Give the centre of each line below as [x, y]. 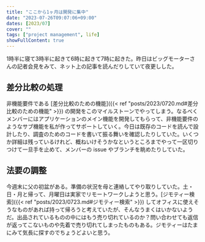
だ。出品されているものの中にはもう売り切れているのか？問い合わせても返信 [102, 217]
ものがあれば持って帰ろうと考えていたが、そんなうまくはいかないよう [105, 210]
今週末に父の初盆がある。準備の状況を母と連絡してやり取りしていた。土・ [100, 186]
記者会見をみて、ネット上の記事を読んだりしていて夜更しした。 [97, 66]
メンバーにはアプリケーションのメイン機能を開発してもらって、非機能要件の [102, 119]
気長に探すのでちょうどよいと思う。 [68, 232]
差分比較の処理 [35, 87]
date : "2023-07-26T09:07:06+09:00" [52, 18]
